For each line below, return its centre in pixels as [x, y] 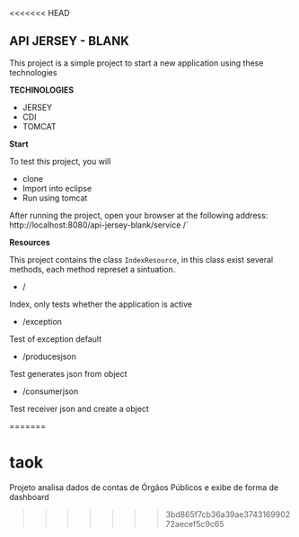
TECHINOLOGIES [42, 90]
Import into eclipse [57, 188]
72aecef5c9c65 [195, 524]
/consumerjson [50, 391]
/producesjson [49, 356]
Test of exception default [56, 339]
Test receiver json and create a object [79, 408]
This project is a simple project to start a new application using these [136, 63]
